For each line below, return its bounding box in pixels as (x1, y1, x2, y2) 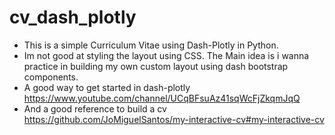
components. (23, 71, 79, 83)
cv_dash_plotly (9, 6, 137, 29)
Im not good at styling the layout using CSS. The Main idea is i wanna (23, 49, 310, 61)
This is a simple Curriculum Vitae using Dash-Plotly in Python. (23, 39, 279, 51)
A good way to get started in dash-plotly (23, 81, 191, 93)
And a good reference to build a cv (23, 102, 167, 115)
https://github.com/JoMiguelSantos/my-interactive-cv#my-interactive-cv (23, 113, 325, 125)
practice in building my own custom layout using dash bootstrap (23, 60, 289, 72)
